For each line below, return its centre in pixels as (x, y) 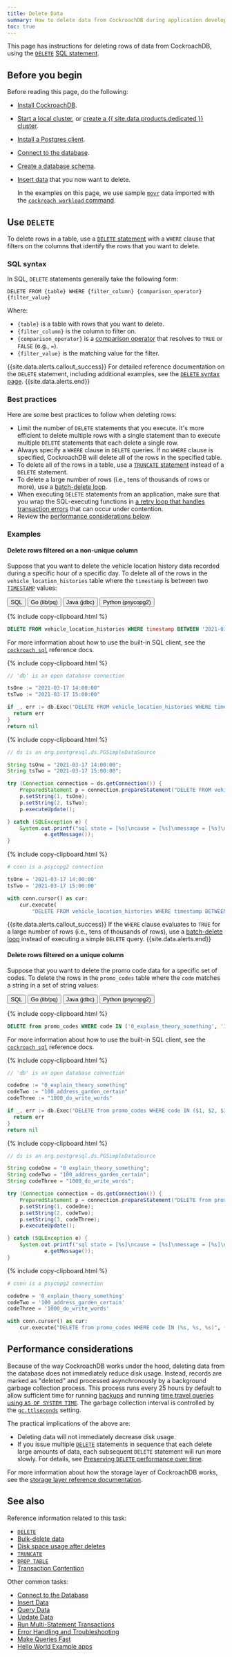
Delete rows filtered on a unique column (66, 955)
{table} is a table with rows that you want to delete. (90, 324)
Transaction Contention (50, 1568)
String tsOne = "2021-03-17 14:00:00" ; (65, 765)
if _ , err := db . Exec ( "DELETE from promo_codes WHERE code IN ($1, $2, (112, 1111)
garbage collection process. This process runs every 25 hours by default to (115, 1388)
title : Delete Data (35, 13)
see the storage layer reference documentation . (75, 1479)
